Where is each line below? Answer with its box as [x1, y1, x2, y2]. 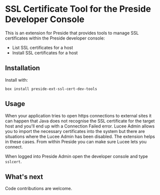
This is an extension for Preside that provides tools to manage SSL [5, 30, 139, 36]
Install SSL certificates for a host [12, 50, 78, 56]
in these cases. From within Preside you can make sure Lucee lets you [5, 138, 147, 145]
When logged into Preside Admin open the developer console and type [5, 153, 148, 159]
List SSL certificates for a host [12, 44, 73, 50]
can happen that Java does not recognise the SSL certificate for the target [5, 118, 155, 124]
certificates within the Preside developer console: [5, 35, 105, 41]
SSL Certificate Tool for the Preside [5, 3, 151, 15]
